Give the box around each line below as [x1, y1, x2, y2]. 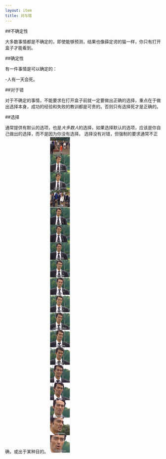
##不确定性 [5, 28, 28, 34]
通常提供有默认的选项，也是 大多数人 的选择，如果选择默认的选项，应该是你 [5, 124, 157, 131]
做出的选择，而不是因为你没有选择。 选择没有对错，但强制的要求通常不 [9, 131, 154, 137]
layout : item [5, 8, 32, 13]
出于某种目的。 [18, 448, 48, 455]
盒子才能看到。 [5, 45, 36, 50]
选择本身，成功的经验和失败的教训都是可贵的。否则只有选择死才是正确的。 [9, 103, 161, 109]
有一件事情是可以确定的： [5, 66, 57, 72]
